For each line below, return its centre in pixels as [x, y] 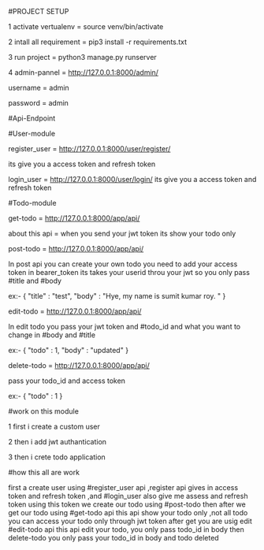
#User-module [32, 134]
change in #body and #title [52, 335]
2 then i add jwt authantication [58, 442]
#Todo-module [32, 203]
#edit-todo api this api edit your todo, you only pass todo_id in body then [126, 530]
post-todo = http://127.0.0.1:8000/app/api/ [76, 249]
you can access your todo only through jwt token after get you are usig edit [130, 521]
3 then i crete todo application [57, 457]
